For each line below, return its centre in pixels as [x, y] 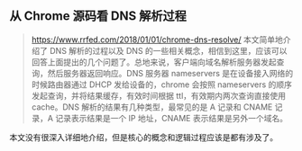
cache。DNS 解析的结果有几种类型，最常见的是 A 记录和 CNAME [152, 107]
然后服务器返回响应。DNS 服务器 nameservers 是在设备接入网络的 [170, 73]
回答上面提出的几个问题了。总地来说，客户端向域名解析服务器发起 [154, 62]
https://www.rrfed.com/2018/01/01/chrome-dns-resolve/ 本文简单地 [157, 40]
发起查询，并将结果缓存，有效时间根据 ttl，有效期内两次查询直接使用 [159, 95]
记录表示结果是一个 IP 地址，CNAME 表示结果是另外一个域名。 [172, 118]
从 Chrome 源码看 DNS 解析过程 [98, 16]
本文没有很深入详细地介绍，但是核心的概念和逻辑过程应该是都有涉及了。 [143, 137]
